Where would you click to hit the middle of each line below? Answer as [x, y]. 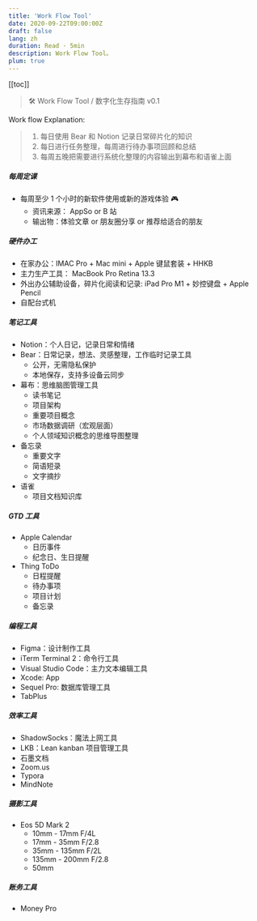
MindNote [37, 784]
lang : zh [23, 38]
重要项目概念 [53, 415]
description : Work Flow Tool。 [61, 53]
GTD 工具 [24, 516]
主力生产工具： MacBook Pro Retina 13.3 [87, 273]
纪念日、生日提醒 [61, 556]
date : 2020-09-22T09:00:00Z [56, 23]
